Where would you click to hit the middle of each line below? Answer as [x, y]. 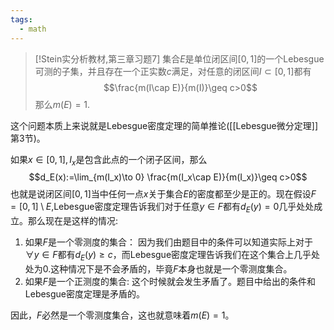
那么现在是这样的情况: [73, 221]
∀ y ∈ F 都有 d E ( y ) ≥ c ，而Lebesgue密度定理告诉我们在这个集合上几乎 [168, 256]
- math [33, 29]
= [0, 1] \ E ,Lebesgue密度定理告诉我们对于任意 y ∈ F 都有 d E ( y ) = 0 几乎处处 [162, 208]
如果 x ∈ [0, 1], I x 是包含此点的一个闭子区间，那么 [109, 160]
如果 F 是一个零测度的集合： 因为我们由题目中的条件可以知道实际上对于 [168, 242]
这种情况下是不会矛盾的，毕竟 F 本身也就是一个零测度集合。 [171, 268]
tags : [21, 19]
